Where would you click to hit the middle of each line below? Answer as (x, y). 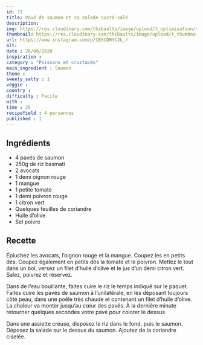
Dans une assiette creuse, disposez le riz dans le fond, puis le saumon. (95, 323)
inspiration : (24, 57)
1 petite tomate (34, 190)
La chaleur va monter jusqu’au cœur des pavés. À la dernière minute (92, 305)
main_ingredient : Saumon (39, 68)
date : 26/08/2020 (29, 51)
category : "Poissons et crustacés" (52, 62)
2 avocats (27, 170)
